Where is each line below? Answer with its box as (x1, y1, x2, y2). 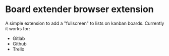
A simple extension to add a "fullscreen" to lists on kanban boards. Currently (5, 20, 164, 26)
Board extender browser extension (5, 4, 154, 15)
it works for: (5, 25, 30, 31)
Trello (12, 46, 25, 52)
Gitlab (12, 35, 25, 41)
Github (12, 40, 27, 46)
